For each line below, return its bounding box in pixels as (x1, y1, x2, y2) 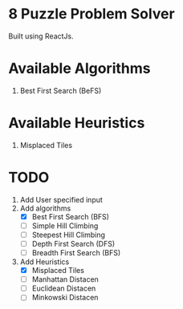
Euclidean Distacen (31, 283, 96, 293)
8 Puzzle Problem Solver (8, 5, 175, 23)
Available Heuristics (8, 114, 145, 132)
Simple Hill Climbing (31, 221, 99, 231)
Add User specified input (19, 195, 103, 204)
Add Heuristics (19, 257, 70, 267)
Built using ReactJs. (8, 31, 74, 41)
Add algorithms (19, 203, 71, 213)
